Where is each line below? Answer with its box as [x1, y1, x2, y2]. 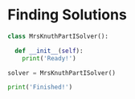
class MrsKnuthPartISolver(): [7, 32, 109, 40]
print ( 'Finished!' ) [7, 83, 73, 92]
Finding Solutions [7, 6, 128, 24]
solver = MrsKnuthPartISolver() [7, 68, 116, 77]
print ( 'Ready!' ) [22, 54, 77, 62]
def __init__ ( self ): [14, 47, 84, 55]
